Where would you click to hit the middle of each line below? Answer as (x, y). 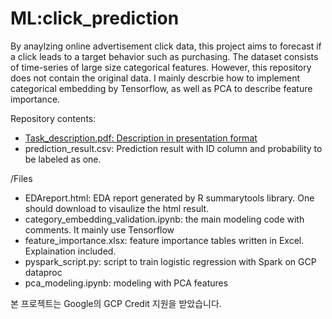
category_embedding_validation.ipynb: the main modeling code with (164, 219)
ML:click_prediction (95, 18)
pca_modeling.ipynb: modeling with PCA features (126, 283)
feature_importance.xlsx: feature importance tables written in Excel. (164, 240)
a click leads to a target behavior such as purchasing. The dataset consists (164, 56)
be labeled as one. (63, 159)
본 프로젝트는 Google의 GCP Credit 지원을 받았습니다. (116, 303)
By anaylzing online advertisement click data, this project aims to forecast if (166, 46)
